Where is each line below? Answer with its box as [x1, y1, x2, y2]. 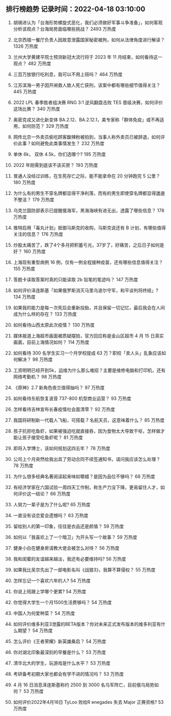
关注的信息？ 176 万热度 [13, 231, 63, 237]
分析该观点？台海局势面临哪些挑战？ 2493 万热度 [13, 26, 117, 32]
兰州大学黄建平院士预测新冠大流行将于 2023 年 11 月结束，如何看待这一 [13, 54, 162, 60]
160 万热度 [23, 248, 46, 254]
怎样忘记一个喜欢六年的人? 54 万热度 [13, 577, 91, 584]
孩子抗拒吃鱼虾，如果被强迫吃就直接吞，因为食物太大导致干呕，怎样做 [13, 428, 161, 434]
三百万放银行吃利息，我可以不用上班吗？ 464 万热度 [13, 71, 123, 77]
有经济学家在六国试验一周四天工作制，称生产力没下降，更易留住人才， [13, 484, 161, 490]
